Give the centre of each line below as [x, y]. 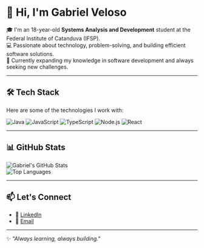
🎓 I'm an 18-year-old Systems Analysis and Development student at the [99, 29]
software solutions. [30, 53]
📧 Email [25, 221]
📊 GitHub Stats [36, 147]
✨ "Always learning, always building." [53, 239]
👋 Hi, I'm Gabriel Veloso [66, 12]
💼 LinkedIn [28, 215]
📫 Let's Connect [39, 197]
